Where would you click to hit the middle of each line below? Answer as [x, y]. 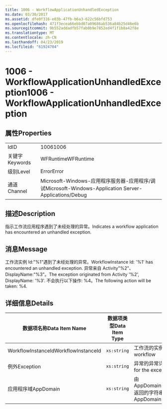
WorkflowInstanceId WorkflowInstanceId [54, 351]
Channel [17, 191]
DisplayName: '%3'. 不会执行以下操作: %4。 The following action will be [78, 281]
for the [142, 370]
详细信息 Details [29, 303]
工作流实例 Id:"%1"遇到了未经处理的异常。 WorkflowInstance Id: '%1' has [79, 262]
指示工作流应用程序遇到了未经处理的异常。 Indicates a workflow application [82, 226]
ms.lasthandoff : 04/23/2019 [34, 42]
